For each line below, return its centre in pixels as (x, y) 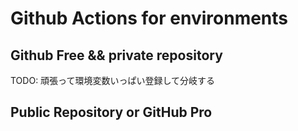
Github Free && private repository (116, 55)
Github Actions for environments (149, 18)
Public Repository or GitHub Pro (111, 112)
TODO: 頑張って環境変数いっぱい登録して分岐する (112, 80)
